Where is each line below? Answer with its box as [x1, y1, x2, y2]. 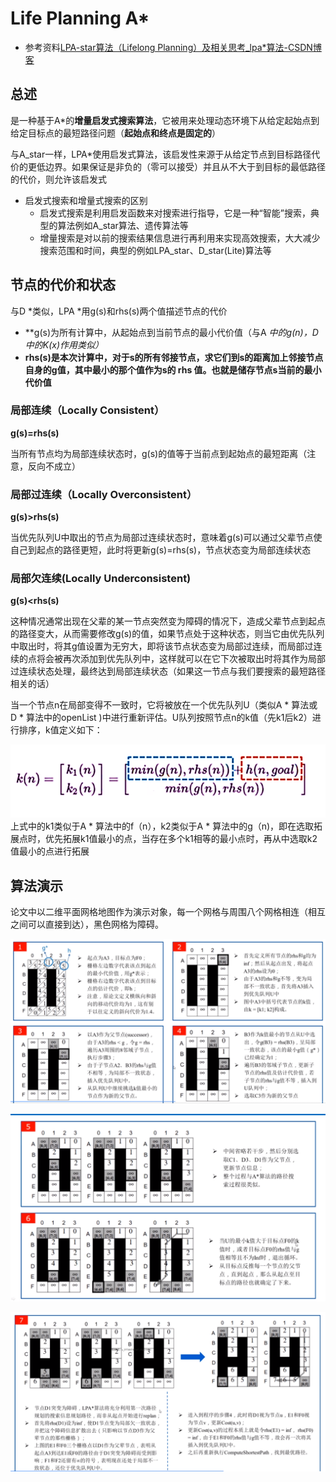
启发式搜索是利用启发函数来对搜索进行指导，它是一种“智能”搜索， [39, 207, 311, 219]
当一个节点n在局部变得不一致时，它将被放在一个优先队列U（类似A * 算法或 [10, 699, 318, 711]
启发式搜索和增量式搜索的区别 [24, 194, 148, 206]
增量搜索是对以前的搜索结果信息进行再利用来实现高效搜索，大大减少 [39, 232, 321, 244]
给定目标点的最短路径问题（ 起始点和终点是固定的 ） [10, 127, 221, 139]
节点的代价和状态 [10, 277, 116, 294]
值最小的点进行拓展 [10, 845, 90, 857]
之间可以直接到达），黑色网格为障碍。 [10, 918, 164, 930]
